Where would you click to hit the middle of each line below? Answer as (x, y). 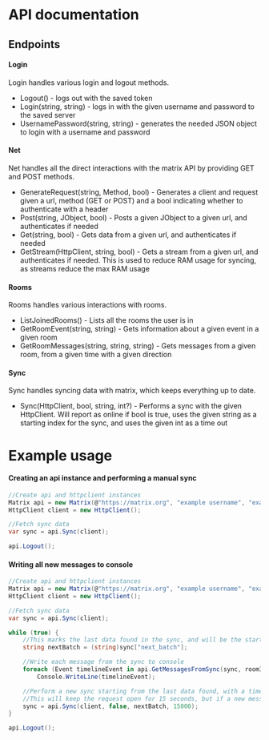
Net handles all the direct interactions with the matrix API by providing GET (131, 168)
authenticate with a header (64, 209)
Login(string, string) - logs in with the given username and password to (137, 107)
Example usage (60, 455)
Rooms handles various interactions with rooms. (88, 305)
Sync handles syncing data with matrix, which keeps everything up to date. (132, 391)
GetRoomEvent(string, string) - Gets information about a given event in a (139, 329)
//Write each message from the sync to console (103, 662)
